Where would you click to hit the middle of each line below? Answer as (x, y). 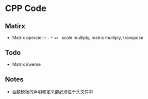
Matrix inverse (26, 64)
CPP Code (26, 8)
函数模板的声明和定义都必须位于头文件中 (52, 91)
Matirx (15, 26)
